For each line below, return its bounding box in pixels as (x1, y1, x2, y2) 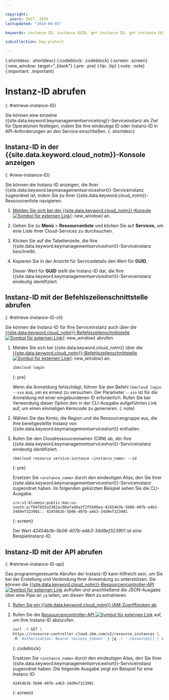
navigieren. (39, 197, 63, 204)
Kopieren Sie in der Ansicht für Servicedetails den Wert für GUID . (12, 258, 147, 264)
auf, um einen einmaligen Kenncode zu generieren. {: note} (12, 405, 135, 411)
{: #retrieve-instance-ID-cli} (5, 314, 63, 320)
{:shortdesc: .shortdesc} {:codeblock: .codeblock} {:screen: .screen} (5, 57, 148, 63)
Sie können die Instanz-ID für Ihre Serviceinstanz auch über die (5, 324, 137, 330)
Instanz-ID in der (5, 143, 59, 151)
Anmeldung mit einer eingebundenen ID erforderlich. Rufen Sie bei (12, 395, 151, 401)
